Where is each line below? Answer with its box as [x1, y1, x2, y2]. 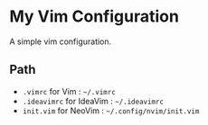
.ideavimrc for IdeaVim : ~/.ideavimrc [22, 95, 165, 106]
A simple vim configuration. [9, 36, 112, 47]
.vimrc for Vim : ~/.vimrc [22, 85, 116, 96]
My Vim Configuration [9, 6, 179, 27]
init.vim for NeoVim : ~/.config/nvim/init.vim [22, 105, 200, 116]
